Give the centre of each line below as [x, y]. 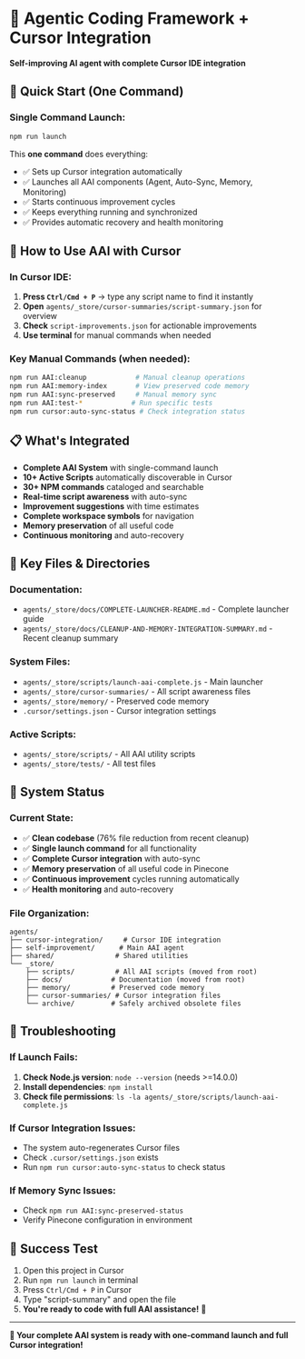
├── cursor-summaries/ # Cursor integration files [123, 995]
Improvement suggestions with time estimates [111, 506]
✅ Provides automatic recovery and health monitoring [123, 222]
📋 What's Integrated [69, 441]
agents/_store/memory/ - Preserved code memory [116, 701]
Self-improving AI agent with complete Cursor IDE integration [128, 63]
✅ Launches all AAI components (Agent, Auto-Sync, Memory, [138, 182]
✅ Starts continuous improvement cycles [99, 201]
